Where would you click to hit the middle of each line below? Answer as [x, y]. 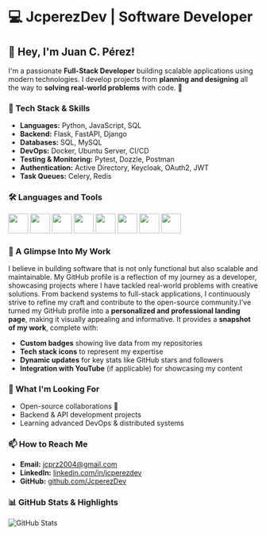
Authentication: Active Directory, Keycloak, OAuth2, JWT [114, 168]
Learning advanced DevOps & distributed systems [102, 423]
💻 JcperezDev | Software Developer [131, 17]
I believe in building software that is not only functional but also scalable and [133, 268]
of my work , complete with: [54, 328]
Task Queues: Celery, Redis [66, 176]
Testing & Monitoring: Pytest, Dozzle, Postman [97, 159]
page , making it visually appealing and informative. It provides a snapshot [130, 319]
